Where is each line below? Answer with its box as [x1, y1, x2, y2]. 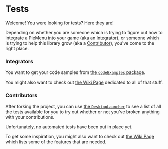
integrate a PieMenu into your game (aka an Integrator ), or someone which [5, 35, 159, 41]
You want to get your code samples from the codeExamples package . [5, 69, 146, 76]
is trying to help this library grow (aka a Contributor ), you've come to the [5, 40, 154, 46]
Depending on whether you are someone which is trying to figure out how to [5, 29, 163, 35]
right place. [5, 45, 29, 51]
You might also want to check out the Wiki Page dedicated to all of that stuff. [5, 79, 163, 86]
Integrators [5, 58, 34, 65]
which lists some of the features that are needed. [5, 139, 107, 145]
